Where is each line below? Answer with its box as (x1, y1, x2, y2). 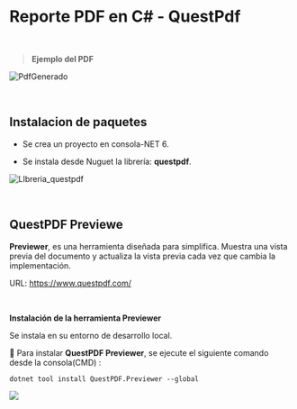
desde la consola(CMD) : (9, 357, 102, 368)
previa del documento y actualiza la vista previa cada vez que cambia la (9, 250, 276, 261)
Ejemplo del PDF (31, 53, 94, 64)
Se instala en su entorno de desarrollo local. (9, 330, 173, 341)
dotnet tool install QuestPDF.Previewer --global (9, 374, 200, 384)
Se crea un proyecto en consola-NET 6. (22, 138, 169, 150)
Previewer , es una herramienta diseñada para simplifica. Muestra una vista (9, 241, 288, 251)
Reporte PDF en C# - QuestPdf (9, 6, 241, 27)
